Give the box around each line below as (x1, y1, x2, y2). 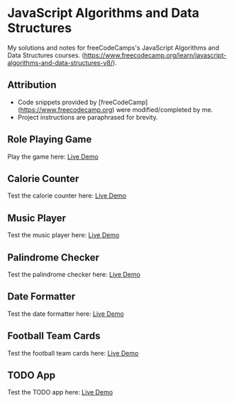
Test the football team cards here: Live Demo (7, 348, 139, 357)
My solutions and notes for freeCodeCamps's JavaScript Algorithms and (7, 43, 220, 52)
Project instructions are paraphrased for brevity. (17, 113, 158, 121)
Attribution (7, 79, 57, 91)
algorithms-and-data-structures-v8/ (7, 58, 113, 67)
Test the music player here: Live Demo (7, 231, 120, 239)
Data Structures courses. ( (7, 51, 84, 59)
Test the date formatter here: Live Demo (7, 310, 124, 318)
